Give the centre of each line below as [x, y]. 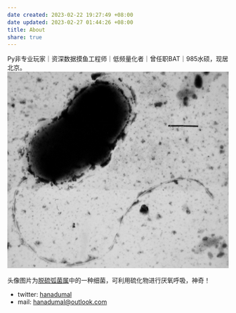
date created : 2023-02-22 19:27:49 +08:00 [70, 15]
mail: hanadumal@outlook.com [62, 302]
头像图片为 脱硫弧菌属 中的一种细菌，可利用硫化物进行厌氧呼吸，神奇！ [109, 281]
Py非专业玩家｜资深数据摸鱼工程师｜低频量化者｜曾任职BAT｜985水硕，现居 [118, 59]
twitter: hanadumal [45, 295]
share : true [25, 37]
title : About [26, 30]
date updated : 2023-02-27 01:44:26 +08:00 [70, 22]
